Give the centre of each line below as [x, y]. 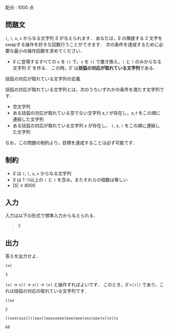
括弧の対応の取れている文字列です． [51, 291]
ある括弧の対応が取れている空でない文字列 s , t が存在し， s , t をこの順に [86, 113]
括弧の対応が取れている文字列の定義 [43, 79]
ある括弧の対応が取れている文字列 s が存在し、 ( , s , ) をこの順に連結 [84, 125]
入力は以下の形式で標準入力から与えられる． [52, 216]
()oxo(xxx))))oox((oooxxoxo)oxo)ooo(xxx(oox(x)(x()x [62, 318]
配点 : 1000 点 [20, 7]
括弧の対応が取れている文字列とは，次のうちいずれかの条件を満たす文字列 [82, 89]
